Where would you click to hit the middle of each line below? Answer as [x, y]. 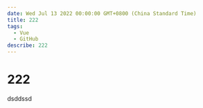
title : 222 [23, 20]
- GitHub [26, 39]
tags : [15, 26]
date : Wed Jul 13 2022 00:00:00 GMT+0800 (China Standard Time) [102, 13]
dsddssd [20, 98]
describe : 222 [28, 45]
